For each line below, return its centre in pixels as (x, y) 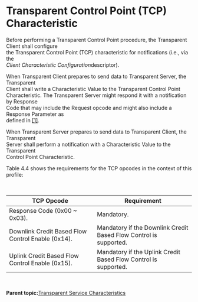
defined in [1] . (23, 120)
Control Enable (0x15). (41, 263)
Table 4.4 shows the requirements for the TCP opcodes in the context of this (99, 168)
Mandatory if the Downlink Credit (143, 228)
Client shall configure (32, 46)
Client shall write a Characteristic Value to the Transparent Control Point (93, 89)
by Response (22, 101)
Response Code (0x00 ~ (43, 210)
